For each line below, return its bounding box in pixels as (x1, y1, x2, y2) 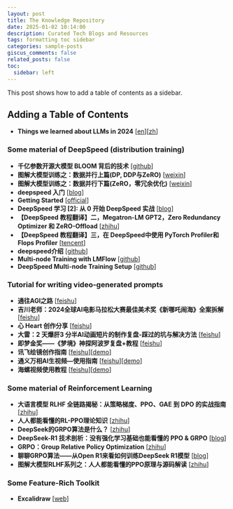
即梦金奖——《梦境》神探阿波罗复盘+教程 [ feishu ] (17, 338, 162, 348)
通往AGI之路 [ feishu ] (17, 296, 77, 305)
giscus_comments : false (7, 50, 77, 57)
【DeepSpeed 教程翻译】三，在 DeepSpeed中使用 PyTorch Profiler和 (17, 230, 219, 239)
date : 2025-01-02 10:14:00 (7, 23, 86, 30)
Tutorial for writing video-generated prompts (7, 279, 163, 289)
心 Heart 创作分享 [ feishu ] (17, 321, 92, 330)
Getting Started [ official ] (17, 196, 90, 204)
